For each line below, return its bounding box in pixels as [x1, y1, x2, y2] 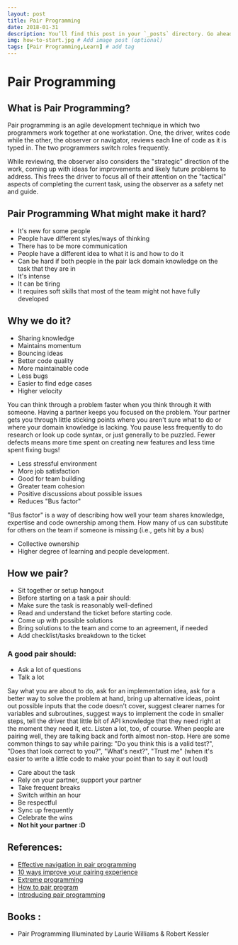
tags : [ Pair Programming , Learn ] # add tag [7, 43, 135, 50]
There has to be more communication [17, 242, 127, 250]
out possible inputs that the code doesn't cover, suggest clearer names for [7, 701, 225, 710]
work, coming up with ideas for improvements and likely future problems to [7, 164, 227, 173]
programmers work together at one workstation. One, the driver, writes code [7, 128, 230, 137]
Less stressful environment [17, 459, 97, 468]
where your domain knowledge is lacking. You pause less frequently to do [7, 423, 223, 431]
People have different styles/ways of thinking [17, 234, 150, 242]
